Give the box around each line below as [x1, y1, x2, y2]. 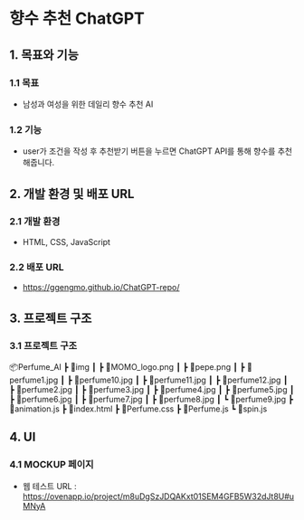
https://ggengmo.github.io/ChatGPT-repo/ [22, 282, 180, 293]
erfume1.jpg [9, 374, 59, 385]
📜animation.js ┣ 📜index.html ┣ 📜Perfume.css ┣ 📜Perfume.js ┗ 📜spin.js [9, 403, 268, 414]
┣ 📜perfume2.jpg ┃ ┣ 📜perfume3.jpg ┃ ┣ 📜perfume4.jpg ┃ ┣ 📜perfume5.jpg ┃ [9, 383, 295, 394]
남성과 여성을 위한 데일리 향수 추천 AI [22, 99, 154, 109]
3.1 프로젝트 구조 [9, 340, 78, 353]
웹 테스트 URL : [22, 480, 77, 491]
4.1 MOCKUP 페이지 [9, 459, 94, 471]
